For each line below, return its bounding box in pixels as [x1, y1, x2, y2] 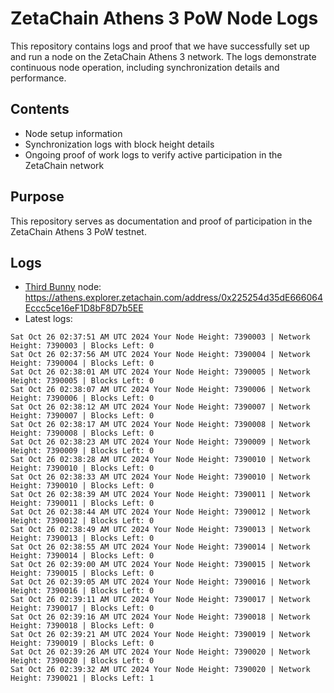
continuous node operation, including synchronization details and [10, 61, 280, 73]
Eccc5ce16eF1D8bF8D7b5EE [24, 302, 144, 314]
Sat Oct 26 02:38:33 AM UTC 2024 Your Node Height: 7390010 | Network [10, 472, 311, 482]
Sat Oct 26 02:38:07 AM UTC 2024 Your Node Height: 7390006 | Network [10, 385, 311, 395]
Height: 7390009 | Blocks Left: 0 [10, 446, 155, 456]
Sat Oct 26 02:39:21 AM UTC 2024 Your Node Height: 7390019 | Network [10, 630, 311, 640]
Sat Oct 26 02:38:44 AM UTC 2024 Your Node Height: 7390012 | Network [10, 507, 311, 517]
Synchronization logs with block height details [24, 138, 215, 150]
